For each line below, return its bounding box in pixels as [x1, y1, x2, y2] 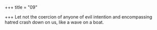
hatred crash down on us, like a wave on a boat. [5, 19, 104, 25]
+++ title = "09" [5, 4, 38, 10]
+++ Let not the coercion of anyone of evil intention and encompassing [5, 14, 152, 19]
